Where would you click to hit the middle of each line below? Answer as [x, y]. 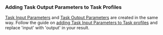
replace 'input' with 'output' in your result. [47, 28]
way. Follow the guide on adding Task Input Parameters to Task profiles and [81, 23]
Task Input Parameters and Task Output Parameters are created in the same [81, 18]
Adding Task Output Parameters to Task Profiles [63, 7]
